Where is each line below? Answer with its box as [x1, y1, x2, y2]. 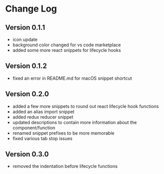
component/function [12, 125, 56, 131]
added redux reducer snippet [12, 114, 74, 120]
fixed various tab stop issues [12, 135, 73, 141]
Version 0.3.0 [5, 150, 49, 159]
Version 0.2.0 [5, 90, 49, 98]
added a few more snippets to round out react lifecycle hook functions [12, 103, 159, 109]
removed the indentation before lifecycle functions [12, 163, 118, 169]
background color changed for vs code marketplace [12, 42, 121, 48]
